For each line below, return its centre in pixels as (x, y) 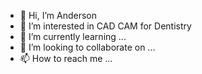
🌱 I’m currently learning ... (73, 36)
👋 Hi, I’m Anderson (58, 15)
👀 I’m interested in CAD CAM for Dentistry (105, 26)
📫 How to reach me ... (66, 58)
